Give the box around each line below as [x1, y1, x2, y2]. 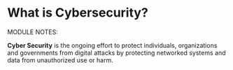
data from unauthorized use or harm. [7, 55, 113, 64]
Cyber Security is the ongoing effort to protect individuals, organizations [7, 41, 218, 49]
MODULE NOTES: [7, 28, 58, 36]
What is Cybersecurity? [7, 5, 148, 21]
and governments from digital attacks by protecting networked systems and [7, 49, 226, 57]
